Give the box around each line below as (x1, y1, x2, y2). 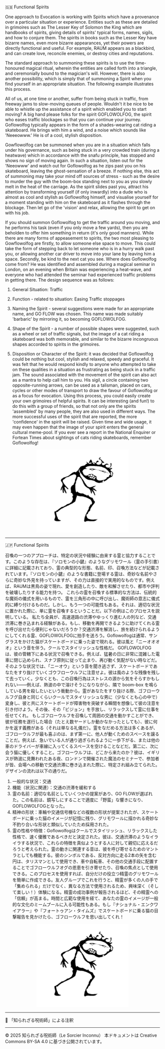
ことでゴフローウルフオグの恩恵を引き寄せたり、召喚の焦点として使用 (16, 865, 159, 871)
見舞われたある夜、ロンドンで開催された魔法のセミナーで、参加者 (26, 755, 160, 762)
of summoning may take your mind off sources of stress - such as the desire (5, 173, 160, 179)
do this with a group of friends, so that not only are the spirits (12, 403, 137, 409)
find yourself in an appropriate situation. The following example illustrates (5, 81, 154, 87)
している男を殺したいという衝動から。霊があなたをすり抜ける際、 (5, 688, 138, 694)
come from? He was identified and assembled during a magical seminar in (5, 262, 155, 267)
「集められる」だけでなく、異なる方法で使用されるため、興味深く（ (12, 883, 150, 889)
